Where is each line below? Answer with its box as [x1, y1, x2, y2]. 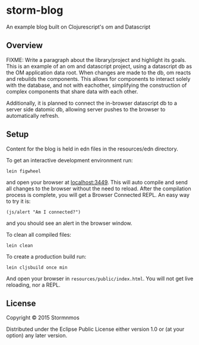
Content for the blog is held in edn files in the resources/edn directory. [6, 145, 178, 152]
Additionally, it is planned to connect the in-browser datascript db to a [6, 99, 177, 106]
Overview [6, 40, 43, 51]
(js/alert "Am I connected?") [6, 209, 81, 215]
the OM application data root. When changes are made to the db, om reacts [6, 69, 191, 76]
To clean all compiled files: [6, 231, 71, 238]
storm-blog [6, 4, 64, 17]
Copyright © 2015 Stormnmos [6, 314, 80, 321]
